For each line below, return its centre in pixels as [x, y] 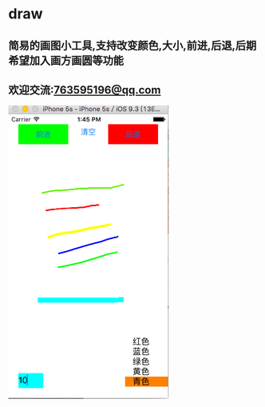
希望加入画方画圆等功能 [66, 60]
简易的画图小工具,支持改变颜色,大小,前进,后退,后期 [132, 45]
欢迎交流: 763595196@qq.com [85, 90]
